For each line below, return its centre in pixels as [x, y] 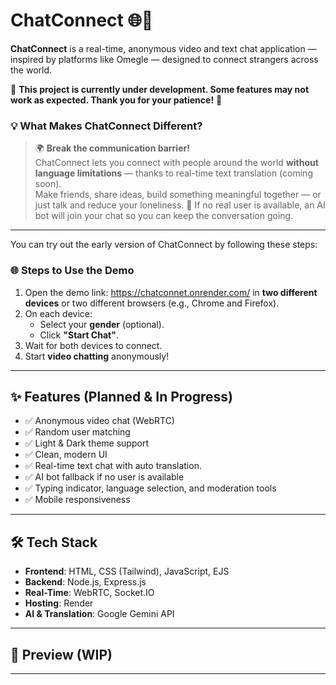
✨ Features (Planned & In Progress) [122, 396]
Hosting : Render [59, 603]
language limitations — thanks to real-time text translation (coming [173, 173]
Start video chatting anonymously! [97, 356]
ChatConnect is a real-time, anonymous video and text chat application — [163, 48]
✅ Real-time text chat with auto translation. [113, 466]
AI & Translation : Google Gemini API [99, 614]
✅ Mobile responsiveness [77, 500]
